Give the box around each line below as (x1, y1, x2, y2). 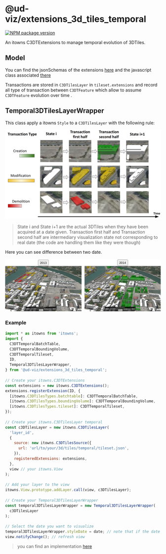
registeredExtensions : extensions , (14, 456, 87, 462)
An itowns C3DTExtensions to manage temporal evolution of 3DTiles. (5, 39, 146, 45)
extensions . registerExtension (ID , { (5, 388, 81, 393)
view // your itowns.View (9, 466, 63, 471)
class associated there (5, 72, 51, 78)
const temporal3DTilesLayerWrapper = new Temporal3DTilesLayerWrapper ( (5, 503, 156, 508)
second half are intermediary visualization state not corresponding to (17, 234, 158, 240)
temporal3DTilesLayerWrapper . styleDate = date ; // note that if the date (5, 529, 161, 534)
